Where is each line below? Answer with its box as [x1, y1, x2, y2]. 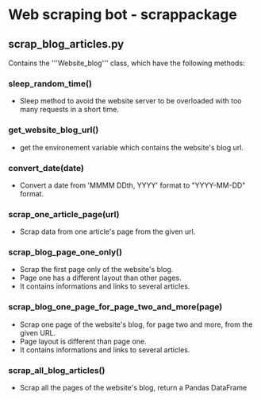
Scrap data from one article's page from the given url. [19, 227, 196, 236]
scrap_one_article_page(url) [8, 208, 120, 219]
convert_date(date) [8, 162, 85, 173]
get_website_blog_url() [8, 125, 99, 136]
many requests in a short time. [19, 105, 120, 115]
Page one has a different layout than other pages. [19, 273, 182, 283]
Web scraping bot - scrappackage [8, 6, 238, 24]
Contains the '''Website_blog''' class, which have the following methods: [8, 58, 245, 68]
